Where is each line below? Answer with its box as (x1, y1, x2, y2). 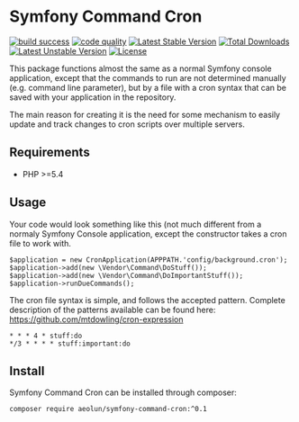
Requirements (9, 145, 90, 160)
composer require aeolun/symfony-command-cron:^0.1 (9, 405, 207, 414)
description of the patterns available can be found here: (9, 304, 216, 315)
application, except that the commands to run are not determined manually (9, 72, 286, 83)
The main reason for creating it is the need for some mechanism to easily (9, 109, 281, 120)
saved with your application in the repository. (9, 92, 177, 103)
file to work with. (9, 238, 72, 248)
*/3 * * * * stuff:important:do (9, 339, 131, 348)
